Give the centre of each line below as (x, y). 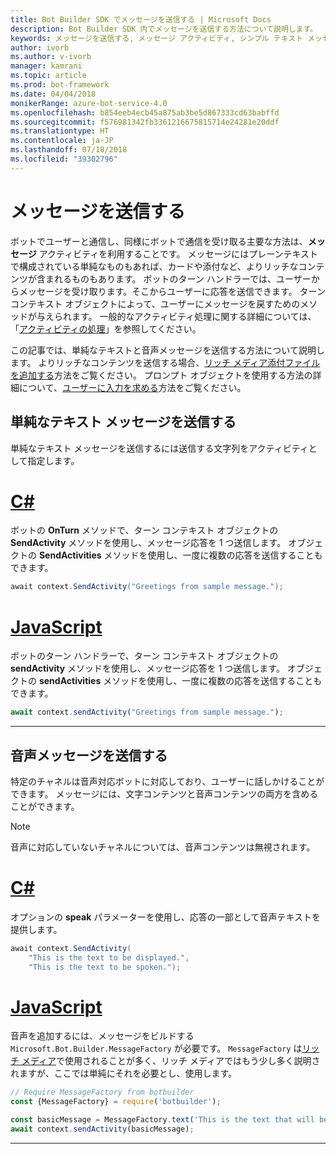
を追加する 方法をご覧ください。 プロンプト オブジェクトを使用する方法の (161, 375)
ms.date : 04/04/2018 (53, 94)
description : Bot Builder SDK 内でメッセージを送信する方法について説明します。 (164, 29)
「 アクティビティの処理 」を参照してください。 (106, 328)
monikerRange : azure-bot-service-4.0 (89, 103)
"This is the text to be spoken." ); (105, 967)
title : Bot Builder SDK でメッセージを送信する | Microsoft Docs (141, 19)
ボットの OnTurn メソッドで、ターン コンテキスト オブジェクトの (144, 530)
